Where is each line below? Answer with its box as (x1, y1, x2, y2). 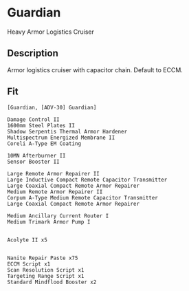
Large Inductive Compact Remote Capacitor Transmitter (7, 176, 168, 183)
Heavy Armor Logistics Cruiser (7, 28, 95, 36)
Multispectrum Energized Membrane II (7, 134, 115, 141)
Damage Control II (7, 116, 60, 123)
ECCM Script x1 (7, 260, 51, 268)
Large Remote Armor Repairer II (7, 170, 100, 177)
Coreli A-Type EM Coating (7, 140, 81, 147)
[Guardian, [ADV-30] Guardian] (7, 104, 97, 111)
